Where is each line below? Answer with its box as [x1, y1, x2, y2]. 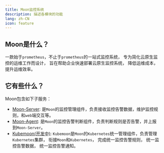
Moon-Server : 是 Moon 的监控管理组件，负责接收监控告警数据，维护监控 [12, 106, 154, 112]
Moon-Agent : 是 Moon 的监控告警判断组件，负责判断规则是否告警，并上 [12, 118, 153, 124]
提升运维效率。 [5, 66, 35, 72]
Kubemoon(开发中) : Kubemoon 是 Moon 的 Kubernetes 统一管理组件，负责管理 [12, 131, 157, 136]
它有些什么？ [5, 82, 44, 90]
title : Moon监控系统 [5, 7, 44, 12]
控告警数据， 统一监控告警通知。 [12, 143, 79, 149]
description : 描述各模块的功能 [5, 12, 63, 17]
